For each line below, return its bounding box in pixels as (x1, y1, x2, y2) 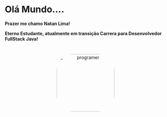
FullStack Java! (5, 36, 38, 42)
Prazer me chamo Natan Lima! (5, 20, 70, 27)
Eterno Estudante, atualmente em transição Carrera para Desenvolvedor (5, 30, 162, 36)
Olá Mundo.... (5, 4, 65, 15)
